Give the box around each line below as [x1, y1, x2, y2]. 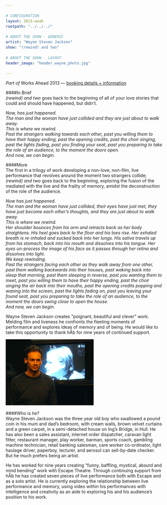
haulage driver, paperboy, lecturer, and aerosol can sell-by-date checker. [5, 447, 156, 453]
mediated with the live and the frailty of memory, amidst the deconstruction [5, 183, 160, 189]
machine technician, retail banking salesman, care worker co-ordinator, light [5, 442, 162, 448]
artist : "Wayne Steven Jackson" [5, 40, 73, 45]
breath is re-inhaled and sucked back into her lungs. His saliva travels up [5, 235, 156, 241]
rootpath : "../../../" [5, 24, 53, 29]
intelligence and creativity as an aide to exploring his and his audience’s [5, 489, 153, 495]
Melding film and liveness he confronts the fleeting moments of [5, 319, 136, 325]
